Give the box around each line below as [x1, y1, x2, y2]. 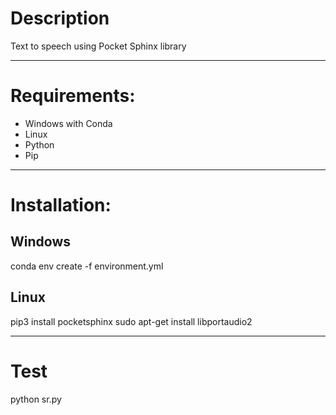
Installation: [10, 194, 112, 217]
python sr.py [10, 393, 62, 405]
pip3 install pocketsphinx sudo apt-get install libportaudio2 [10, 315, 253, 327]
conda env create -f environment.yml [10, 260, 164, 272]
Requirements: [10, 85, 136, 107]
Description [10, 7, 110, 30]
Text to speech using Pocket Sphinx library [10, 40, 187, 52]
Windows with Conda [24, 117, 113, 129]
